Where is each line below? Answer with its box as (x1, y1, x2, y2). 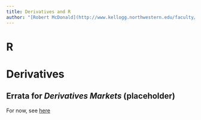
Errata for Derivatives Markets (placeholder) (6, 91, 175, 101)
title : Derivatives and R (6, 8, 71, 15)
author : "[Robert (6, 14, 50, 20)
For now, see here (6, 107, 51, 114)
